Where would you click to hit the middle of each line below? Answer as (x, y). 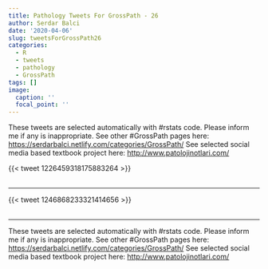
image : (19, 90)
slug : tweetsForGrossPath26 (55, 38)
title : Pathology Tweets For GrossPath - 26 (83, 16)
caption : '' (35, 97)
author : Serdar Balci (44, 23)
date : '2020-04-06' (41, 30)
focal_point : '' (42, 105)
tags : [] (23, 82)
